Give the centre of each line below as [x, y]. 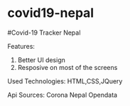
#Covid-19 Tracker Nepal [44, 33]
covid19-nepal [51, 13]
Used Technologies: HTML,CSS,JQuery [65, 81]
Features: [21, 46]
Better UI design [41, 60]
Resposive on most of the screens [67, 67]
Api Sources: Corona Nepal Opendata [63, 95]
